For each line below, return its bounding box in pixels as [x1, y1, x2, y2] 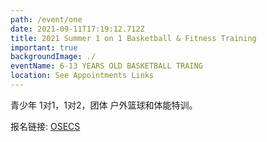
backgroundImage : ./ [10, 52, 97, 62]
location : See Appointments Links [10, 71, 155, 81]
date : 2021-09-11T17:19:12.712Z [10, 24, 145, 34]
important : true [10, 42, 78, 53]
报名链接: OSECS [10, 120, 81, 132]
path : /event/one [10, 14, 83, 25]
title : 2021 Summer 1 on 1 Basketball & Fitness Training [10, 33, 257, 43]
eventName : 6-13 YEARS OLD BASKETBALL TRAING [10, 61, 203, 71]
